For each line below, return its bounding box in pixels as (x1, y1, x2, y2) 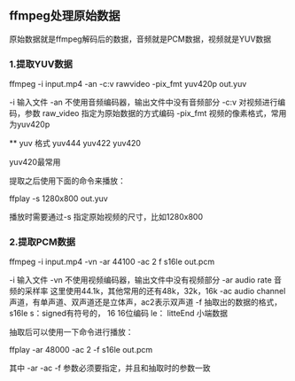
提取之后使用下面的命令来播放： (9, 175, 126, 186)
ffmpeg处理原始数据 (9, 8, 121, 24)
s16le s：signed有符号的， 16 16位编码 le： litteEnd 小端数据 (9, 308, 229, 319)
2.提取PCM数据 (9, 236, 76, 248)
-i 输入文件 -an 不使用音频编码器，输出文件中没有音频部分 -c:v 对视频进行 (9, 97, 278, 108)
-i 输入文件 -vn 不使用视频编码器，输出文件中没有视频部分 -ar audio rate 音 (9, 275, 282, 285)
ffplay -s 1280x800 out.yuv (9, 193, 108, 204)
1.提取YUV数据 (9, 58, 74, 70)
